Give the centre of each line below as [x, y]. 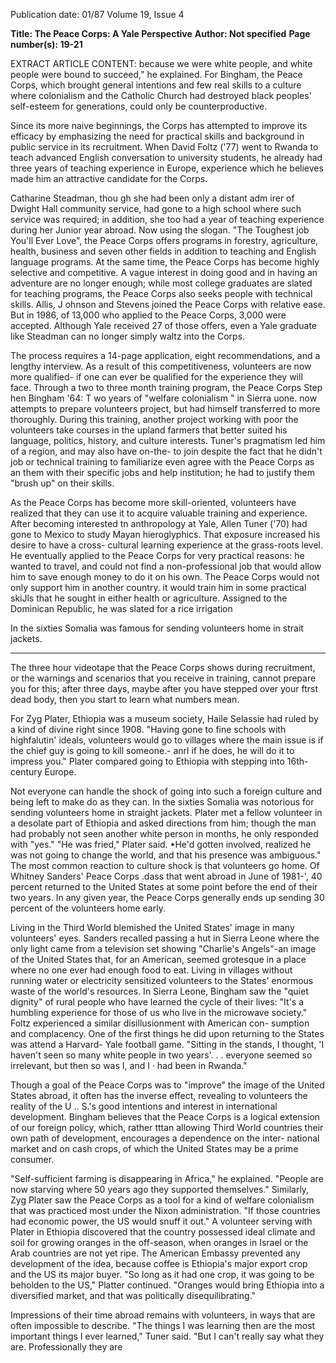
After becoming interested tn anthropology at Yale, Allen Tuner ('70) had [159, 523]
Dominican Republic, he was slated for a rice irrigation [121, 608]
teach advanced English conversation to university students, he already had [166, 157]
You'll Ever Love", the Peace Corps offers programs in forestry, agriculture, [164, 240]
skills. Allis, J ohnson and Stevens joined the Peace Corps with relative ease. [168, 304]
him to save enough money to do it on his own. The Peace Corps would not [165, 577]
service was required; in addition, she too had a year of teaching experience [167, 219]
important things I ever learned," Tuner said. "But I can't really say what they [167, 1336]
